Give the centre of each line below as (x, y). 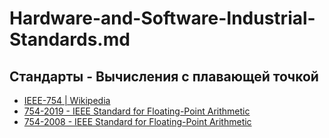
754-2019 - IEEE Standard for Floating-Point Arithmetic (137, 111)
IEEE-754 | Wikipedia (67, 100)
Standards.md (70, 39)
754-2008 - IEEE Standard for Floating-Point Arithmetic (137, 121)
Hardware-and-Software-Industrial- (162, 18)
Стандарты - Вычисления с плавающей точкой (164, 76)
